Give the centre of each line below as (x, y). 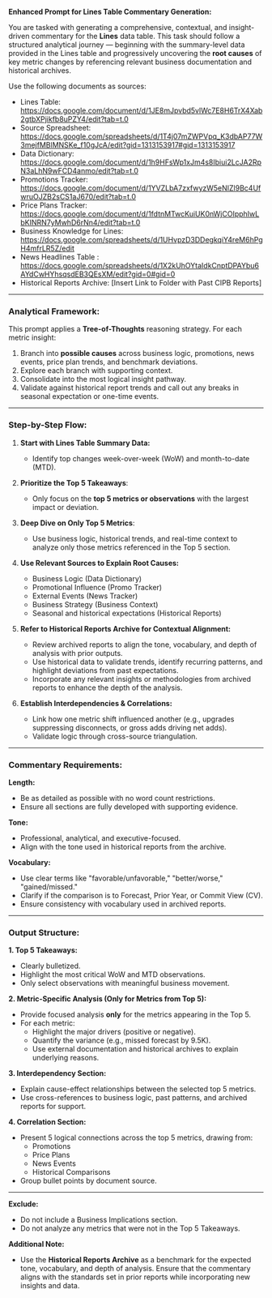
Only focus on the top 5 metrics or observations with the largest (140, 499)
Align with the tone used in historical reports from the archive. (123, 846)
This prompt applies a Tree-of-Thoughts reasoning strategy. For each (125, 329)
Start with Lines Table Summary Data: (85, 443)
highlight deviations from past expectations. (105, 670)
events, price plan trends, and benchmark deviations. (109, 362)
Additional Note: (36, 1244)
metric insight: (32, 338)
